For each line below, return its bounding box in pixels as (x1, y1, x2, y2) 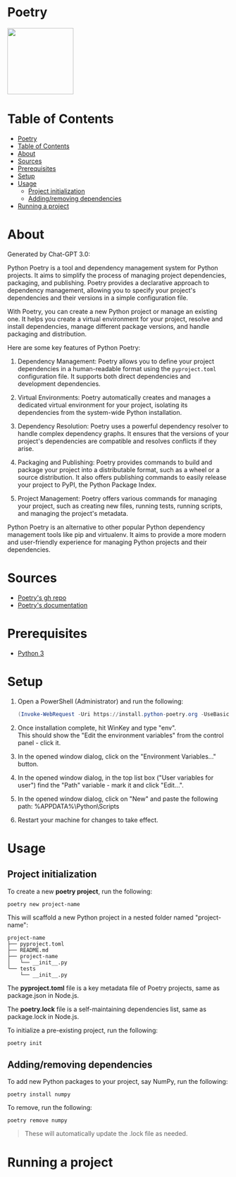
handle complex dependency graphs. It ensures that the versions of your (17, 429, 229, 437)
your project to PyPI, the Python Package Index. (17, 481, 157, 489)
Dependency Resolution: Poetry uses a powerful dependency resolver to (17, 421, 229, 430)
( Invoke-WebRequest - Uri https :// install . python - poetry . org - (17, 711, 204, 718)
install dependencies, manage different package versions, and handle (7, 322, 210, 330)
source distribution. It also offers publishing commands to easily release (17, 473, 227, 481)
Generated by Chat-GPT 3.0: (7, 250, 90, 258)
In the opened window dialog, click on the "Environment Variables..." (17, 752, 216, 761)
